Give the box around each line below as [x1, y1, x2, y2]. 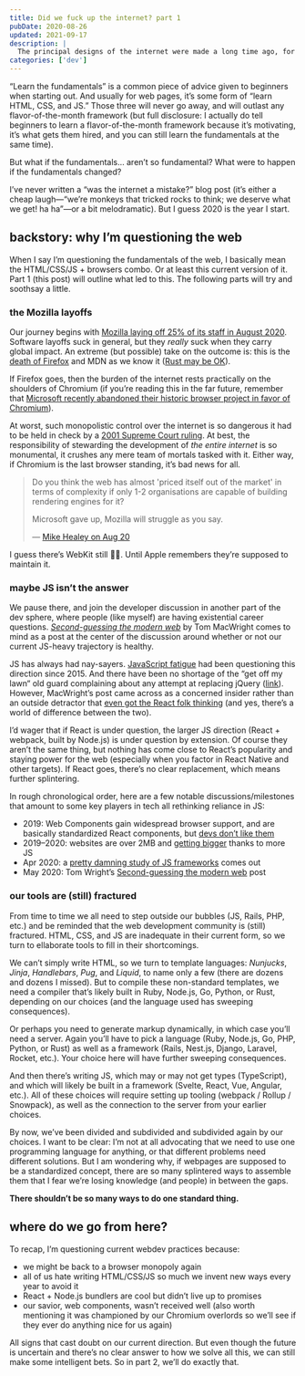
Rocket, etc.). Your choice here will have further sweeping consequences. [9, 1052, 287, 1063]
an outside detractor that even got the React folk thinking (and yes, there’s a [9, 697, 294, 708]
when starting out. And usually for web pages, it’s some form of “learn [9, 90, 273, 101]
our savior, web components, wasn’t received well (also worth [22, 1299, 255, 1310]
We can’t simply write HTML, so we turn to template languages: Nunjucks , [9, 957, 288, 968]
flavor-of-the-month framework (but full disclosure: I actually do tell [9, 110, 264, 120]
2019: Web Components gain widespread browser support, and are [22, 818, 275, 829]
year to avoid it [22, 1280, 79, 1291]
